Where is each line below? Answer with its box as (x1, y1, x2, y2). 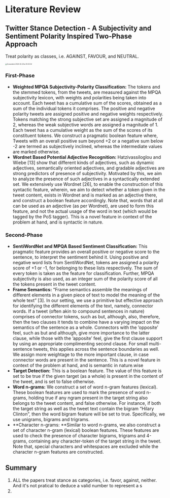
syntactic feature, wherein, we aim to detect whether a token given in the (12, 186, 165, 192)
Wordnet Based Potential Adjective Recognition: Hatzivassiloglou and (12, 154, 161, 160)
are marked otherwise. (12, 149, 60, 155)
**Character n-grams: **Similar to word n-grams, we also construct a (12, 422, 161, 428)
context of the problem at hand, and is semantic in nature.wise (12, 362, 144, 368)
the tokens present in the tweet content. (12, 281, 96, 287)
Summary (5, 463, 37, 472)
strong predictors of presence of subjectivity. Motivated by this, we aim (12, 170, 162, 176)
